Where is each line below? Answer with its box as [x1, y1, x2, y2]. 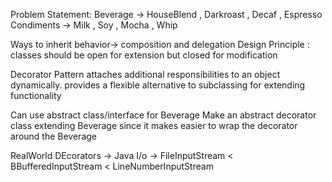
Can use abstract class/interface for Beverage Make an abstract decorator [10, 109, 317, 121]
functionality [10, 90, 62, 101]
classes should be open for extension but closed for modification [10, 49, 278, 61]
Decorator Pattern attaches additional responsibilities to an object [10, 69, 281, 80]
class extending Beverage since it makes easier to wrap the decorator [10, 120, 298, 131]
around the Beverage [10, 130, 97, 142]
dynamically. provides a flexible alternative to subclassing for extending [10, 79, 306, 91]
